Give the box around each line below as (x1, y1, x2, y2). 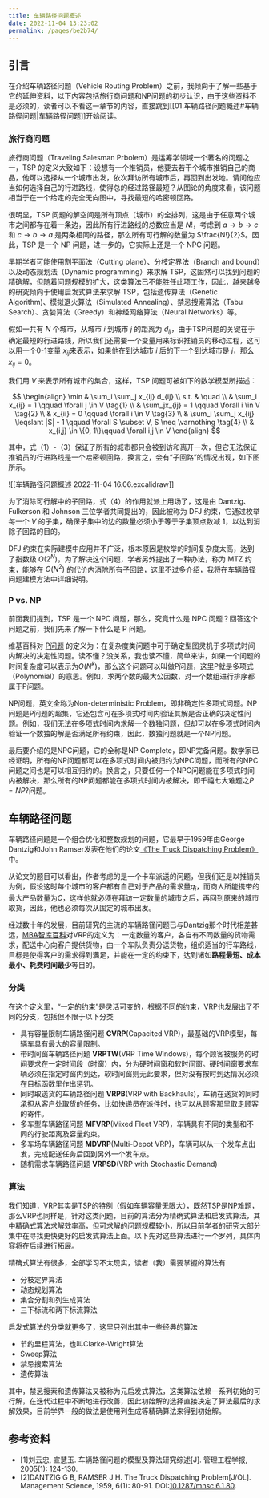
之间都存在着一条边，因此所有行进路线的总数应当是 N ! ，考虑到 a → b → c (14, 220, 259, 229)
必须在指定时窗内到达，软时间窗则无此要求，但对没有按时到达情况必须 (26, 1069, 259, 1079)
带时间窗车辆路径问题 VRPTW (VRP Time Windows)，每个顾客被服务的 (19, 1049, 252, 1059)
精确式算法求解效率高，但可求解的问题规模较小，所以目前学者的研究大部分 (14, 1221, 261, 1231)
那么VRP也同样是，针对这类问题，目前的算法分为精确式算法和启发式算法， (8, 1211, 254, 1221)
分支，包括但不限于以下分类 (22, 1012, 114, 1022)
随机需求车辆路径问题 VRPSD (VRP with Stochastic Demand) (19, 1160, 218, 1169)
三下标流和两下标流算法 (19, 1305, 98, 1315)
